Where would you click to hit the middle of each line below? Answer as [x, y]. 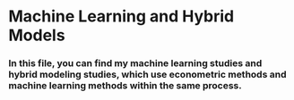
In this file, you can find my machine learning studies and [135, 63]
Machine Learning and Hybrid [121, 17]
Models [37, 35]
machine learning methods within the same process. [125, 86]
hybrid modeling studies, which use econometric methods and [147, 75]
